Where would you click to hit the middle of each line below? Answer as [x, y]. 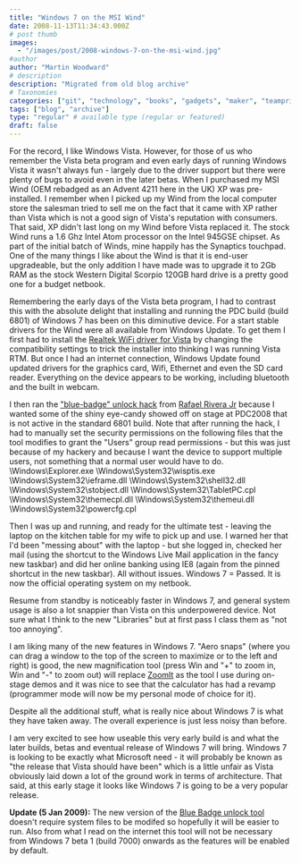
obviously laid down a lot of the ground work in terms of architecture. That [146, 776]
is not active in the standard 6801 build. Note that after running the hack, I [145, 423]
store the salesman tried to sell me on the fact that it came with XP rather [144, 208]
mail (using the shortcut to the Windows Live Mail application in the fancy [144, 555]
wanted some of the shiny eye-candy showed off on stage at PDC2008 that [148, 414]
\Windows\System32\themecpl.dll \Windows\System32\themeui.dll [132, 499]
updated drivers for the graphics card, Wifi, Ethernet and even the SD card [146, 368]
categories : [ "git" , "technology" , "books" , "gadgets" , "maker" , [133, 101]
